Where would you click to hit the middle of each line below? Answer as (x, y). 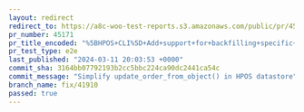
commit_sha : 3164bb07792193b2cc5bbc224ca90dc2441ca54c (114, 69)
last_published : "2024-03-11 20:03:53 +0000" (96, 60)
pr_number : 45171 (41, 34)
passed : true (33, 93)
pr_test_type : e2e (43, 51)
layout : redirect (41, 18)
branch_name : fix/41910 (54, 85)
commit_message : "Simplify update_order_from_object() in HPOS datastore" (153, 77)
